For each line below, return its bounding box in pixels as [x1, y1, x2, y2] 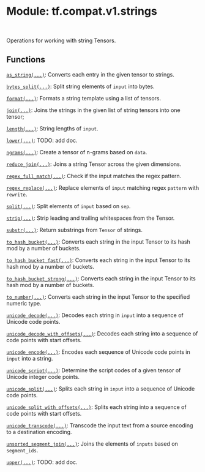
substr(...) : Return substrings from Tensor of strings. [6, 226, 143, 233]
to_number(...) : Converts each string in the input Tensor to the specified [6, 293, 190, 301]
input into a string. [6, 354, 53, 362]
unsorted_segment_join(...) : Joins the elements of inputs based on [6, 440, 179, 448]
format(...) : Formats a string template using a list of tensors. [6, 94, 162, 102]
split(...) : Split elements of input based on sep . [6, 202, 131, 209]
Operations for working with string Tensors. [6, 37, 116, 44]
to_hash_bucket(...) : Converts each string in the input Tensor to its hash [6, 238, 191, 245]
